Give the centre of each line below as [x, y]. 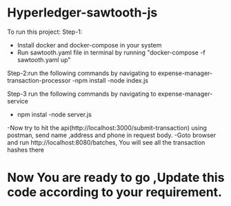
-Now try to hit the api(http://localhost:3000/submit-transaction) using [107, 127]
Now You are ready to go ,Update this [116, 178]
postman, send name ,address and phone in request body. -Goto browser [111, 135]
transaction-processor [39, 80]
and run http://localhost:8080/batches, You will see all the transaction [106, 142]
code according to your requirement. [115, 193]
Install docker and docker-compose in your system [89, 45]
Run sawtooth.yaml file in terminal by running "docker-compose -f [111, 52]
